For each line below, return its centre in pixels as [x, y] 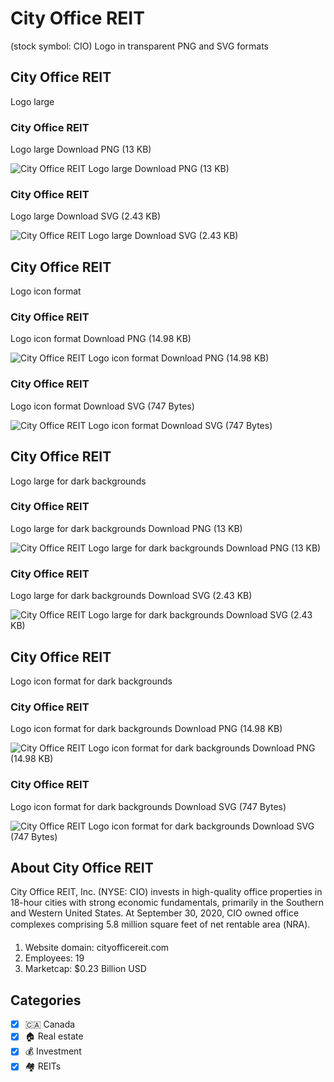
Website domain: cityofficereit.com [97, 948]
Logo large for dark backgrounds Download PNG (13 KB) [126, 528]
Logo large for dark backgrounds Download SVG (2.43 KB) [131, 596]
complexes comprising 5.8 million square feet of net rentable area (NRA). [160, 924]
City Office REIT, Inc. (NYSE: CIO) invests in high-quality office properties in [166, 892]
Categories [46, 1000]
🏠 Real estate [54, 1036]
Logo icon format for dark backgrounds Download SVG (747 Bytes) [148, 806]
